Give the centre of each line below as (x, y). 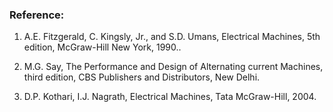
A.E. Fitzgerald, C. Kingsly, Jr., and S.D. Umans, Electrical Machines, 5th (172, 37)
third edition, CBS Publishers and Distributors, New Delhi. (142, 77)
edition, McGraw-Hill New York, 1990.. (102, 47)
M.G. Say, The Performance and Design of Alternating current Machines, (173, 67)
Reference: (37, 15)
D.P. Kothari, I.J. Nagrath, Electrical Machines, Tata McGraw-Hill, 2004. (170, 97)
